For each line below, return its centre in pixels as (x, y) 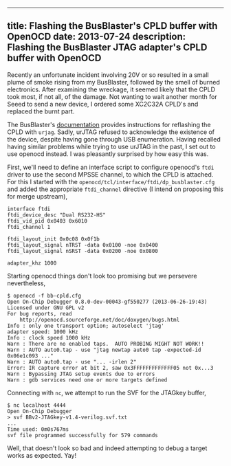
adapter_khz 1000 (32, 263)
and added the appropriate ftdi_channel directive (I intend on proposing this (115, 189)
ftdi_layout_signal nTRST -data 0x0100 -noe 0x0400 (82, 245)
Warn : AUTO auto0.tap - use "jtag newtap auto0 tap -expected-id (104, 350)
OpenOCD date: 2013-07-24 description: (97, 37)
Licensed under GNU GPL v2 (46, 308)
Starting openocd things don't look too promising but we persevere (102, 276)
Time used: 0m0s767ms (38, 429)
